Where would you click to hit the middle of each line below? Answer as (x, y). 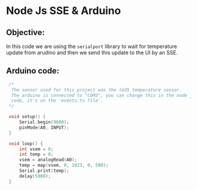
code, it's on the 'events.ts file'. (57, 101)
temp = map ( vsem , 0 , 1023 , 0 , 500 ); (64, 165)
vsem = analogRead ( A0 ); (48, 160)
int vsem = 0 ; (36, 149)
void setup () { (27, 117)
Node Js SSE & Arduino (64, 11)
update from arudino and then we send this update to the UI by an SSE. (92, 53)
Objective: (26, 32)
